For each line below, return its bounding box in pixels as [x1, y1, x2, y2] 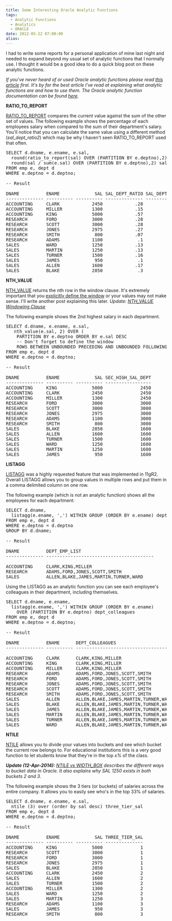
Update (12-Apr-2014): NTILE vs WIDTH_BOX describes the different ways [6, 762, 164, 768]
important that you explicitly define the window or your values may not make [6, 293, 167, 299]
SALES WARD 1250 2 [6, 890, 143, 896]
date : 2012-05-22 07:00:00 [6, 31, 63, 36]
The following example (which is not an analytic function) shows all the [6, 492, 155, 498]
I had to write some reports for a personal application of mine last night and [6, 50, 164, 56]
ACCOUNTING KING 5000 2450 [6, 385, 152, 391]
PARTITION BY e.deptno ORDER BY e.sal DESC [16, 334, 127, 339]
